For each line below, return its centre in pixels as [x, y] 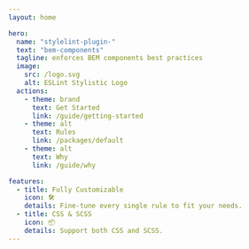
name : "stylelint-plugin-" [66, 42]
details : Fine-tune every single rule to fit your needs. [133, 206]
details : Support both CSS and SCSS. [94, 230]
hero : [18, 33]
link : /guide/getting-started [87, 116]
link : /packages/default [78, 141]
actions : [32, 91]
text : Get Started [66, 107]
